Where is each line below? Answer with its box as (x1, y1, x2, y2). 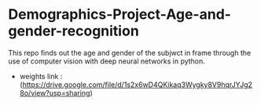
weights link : (19, 71, 63, 81)
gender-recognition (8, 22, 139, 40)
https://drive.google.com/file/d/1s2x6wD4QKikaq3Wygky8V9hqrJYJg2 (22, 80, 253, 89)
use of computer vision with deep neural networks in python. (8, 56, 206, 66)
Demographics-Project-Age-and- (8, 5, 232, 24)
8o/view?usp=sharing (19, 88, 90, 97)
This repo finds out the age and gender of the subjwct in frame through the (8, 48, 252, 57)
